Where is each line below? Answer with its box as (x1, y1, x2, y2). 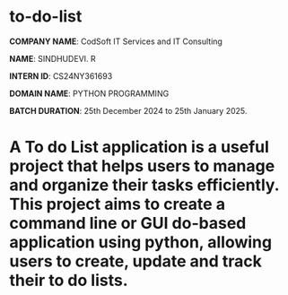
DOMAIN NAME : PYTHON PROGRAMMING (9, 88, 170, 99)
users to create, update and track (9, 251, 262, 272)
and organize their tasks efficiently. (9, 175, 280, 195)
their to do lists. (9, 271, 128, 291)
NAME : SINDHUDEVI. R (9, 53, 96, 64)
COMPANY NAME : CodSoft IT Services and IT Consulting (9, 36, 223, 47)
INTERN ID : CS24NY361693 (9, 70, 113, 82)
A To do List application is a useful (9, 137, 269, 158)
